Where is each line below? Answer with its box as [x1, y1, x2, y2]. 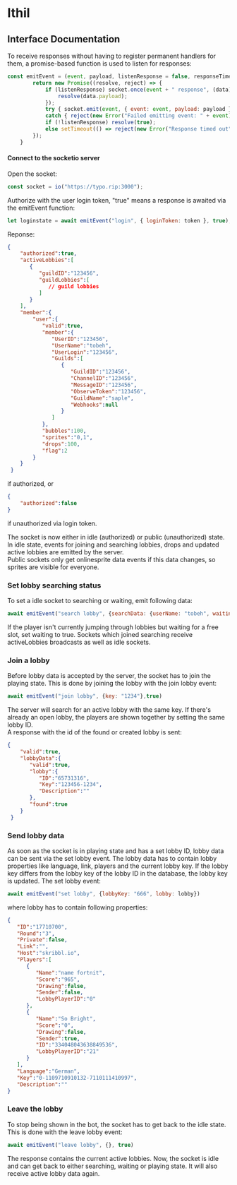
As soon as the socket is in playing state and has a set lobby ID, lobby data [7, 846, 224, 855]
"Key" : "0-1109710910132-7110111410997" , [16, 1074, 138, 1081]
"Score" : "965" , [35, 976, 80, 983]
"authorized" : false [20, 500, 78, 507]
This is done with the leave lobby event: [7, 1128, 123, 1136]
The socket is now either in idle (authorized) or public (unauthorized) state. [7, 532, 225, 541]
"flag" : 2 [42, 447, 68, 454]
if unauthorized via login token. [7, 519, 97, 528]
